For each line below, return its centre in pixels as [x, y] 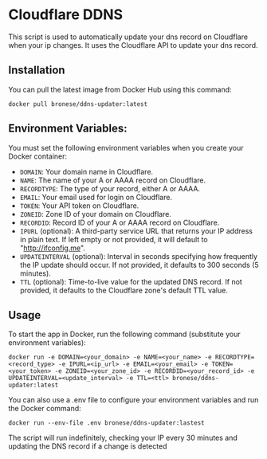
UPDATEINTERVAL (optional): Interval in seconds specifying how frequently [138, 256]
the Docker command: [45, 409]
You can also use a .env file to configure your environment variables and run [133, 400]
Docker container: [38, 156]
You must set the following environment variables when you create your [126, 147]
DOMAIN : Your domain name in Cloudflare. [86, 171]
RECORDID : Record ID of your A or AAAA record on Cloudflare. [120, 222]
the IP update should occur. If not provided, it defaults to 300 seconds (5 [139, 265]
